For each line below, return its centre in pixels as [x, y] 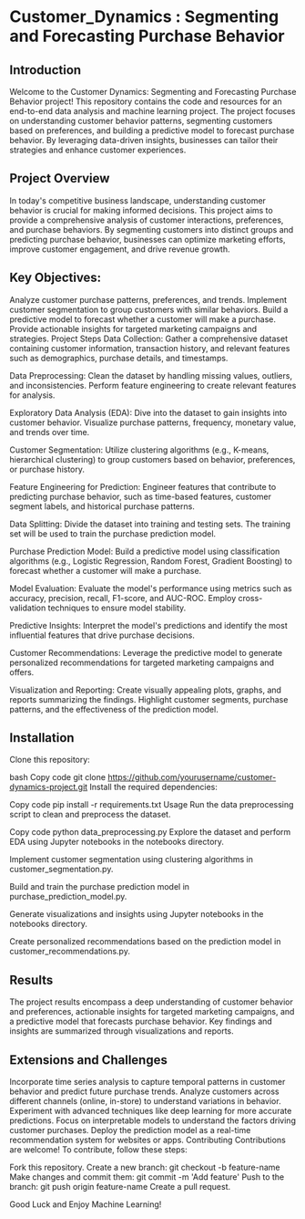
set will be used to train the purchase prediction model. [113, 533]
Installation [42, 738]
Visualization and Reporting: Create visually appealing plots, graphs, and [146, 690]
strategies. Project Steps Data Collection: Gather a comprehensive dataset [149, 339]
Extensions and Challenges [89, 1060]
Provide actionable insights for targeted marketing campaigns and [133, 328]
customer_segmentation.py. [61, 870]
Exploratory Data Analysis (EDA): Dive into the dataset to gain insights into [148, 412]
